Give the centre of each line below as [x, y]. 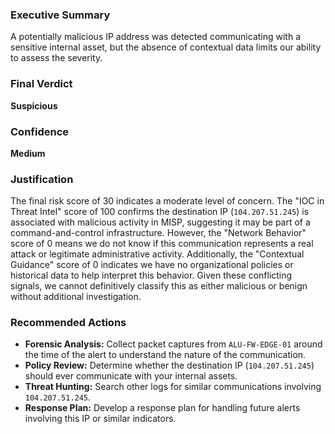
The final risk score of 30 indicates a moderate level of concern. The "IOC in [167, 201]
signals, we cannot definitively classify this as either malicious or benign [159, 286]
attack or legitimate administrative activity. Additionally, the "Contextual [157, 254]
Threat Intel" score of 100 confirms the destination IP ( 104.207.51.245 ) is [160, 212]
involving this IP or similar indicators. [100, 419]
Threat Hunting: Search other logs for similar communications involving [173, 387]
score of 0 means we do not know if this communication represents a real [162, 244]
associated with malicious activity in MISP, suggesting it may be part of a [160, 222]
